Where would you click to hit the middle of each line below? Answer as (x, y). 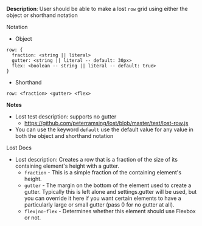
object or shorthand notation (42, 15)
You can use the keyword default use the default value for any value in (104, 129)
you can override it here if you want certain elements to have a (103, 198)
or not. (33, 217)
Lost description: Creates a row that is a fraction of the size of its (96, 159)
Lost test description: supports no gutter (66, 117)
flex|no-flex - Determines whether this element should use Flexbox (110, 211)
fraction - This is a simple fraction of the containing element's (103, 172)
